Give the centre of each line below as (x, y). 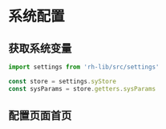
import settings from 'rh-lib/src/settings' (84, 67)
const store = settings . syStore (62, 81)
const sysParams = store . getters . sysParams (82, 88)
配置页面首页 (40, 116)
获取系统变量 (40, 48)
